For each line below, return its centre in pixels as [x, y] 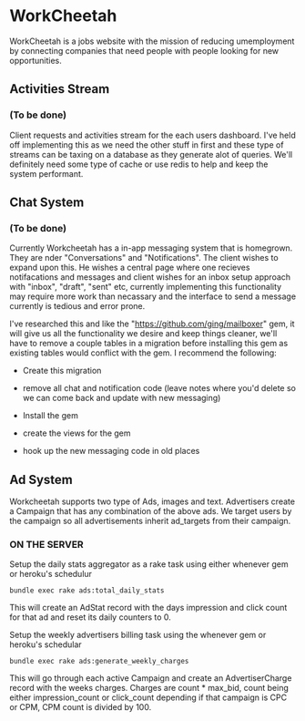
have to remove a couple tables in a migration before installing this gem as [149, 344]
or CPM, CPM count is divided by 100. [81, 707]
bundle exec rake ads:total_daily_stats [87, 591]
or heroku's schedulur [51, 574]
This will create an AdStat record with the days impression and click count [148, 608]
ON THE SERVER [46, 545]
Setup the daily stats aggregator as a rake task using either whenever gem [149, 564]
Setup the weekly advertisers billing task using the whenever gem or [138, 635]
